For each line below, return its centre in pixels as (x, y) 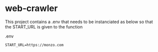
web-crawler (31, 8)
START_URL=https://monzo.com (34, 45)
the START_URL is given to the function (44, 26)
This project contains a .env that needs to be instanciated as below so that (79, 22)
